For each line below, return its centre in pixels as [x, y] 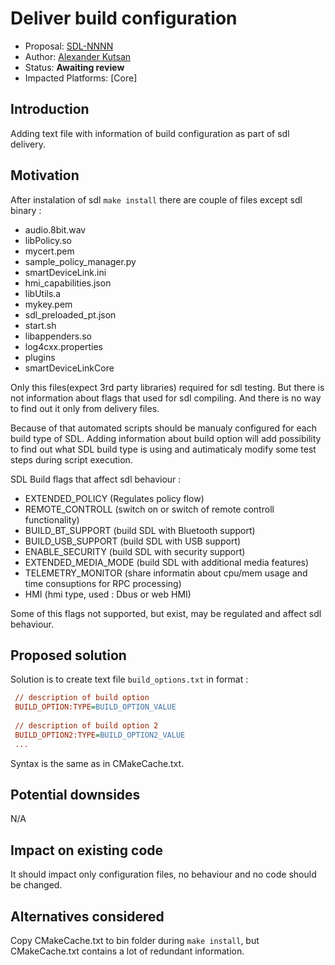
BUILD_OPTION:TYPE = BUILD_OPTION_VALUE [95, 707]
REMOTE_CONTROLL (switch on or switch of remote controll [149, 509]
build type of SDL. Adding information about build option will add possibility [166, 438]
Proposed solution [68, 655]
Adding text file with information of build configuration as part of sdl [150, 133]
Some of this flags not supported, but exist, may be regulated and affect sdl [166, 613]
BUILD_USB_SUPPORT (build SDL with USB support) [133, 541]
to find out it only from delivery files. [85, 408]
